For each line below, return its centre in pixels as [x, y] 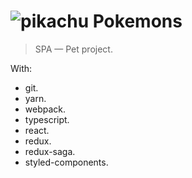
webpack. [45, 109]
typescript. [47, 119]
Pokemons [137, 21]
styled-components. [66, 162]
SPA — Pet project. [73, 49]
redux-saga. [50, 151]
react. [37, 130]
